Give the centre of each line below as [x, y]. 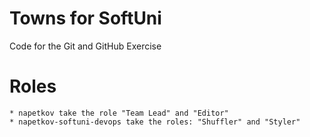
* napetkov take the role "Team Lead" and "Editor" [119, 113]
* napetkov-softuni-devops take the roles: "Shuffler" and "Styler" [155, 122]
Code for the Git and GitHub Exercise [85, 46]
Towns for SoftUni [85, 18]
